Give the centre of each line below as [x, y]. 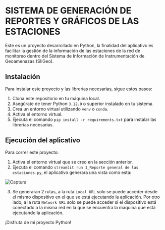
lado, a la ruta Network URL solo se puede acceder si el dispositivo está [84, 202]
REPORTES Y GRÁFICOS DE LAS [72, 21]
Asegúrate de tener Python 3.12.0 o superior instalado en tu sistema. [83, 104]
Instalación [23, 77]
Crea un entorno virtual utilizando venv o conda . [60, 109]
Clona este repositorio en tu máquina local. [56, 98]
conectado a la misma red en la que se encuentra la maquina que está [84, 207]
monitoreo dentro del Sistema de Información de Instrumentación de [75, 56]
